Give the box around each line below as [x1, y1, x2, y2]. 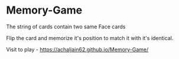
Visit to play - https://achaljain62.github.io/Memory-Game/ [6, 45, 149, 53]
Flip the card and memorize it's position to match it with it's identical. [6, 34, 174, 41]
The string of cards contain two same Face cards [6, 23, 126, 30]
